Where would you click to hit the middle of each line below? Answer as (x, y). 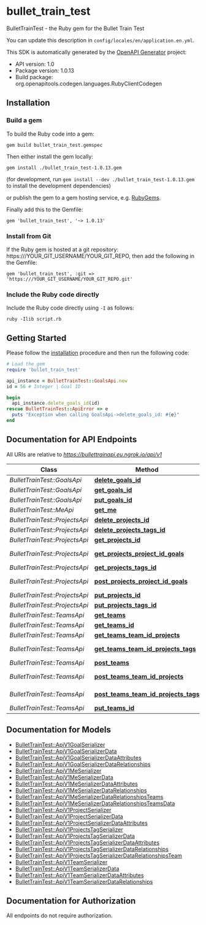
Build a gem (24, 120)
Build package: (34, 77)
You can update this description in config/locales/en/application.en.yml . (101, 40)
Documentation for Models (59, 730)
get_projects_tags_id (125, 568)
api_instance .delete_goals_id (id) (56, 404)
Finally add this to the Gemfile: (45, 209)
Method (147, 469)
